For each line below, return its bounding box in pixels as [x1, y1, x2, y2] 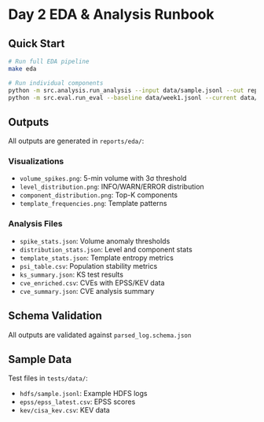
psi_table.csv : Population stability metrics [19, 261, 158, 270]
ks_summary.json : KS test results [19, 270, 124, 279]
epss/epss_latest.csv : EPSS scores [19, 397, 136, 406]
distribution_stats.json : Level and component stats [19, 244, 192, 254]
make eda [8, 64, 37, 72]
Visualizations [8, 156, 64, 167]
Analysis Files [8, 218, 63, 229]
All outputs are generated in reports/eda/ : [8, 136, 145, 146]
